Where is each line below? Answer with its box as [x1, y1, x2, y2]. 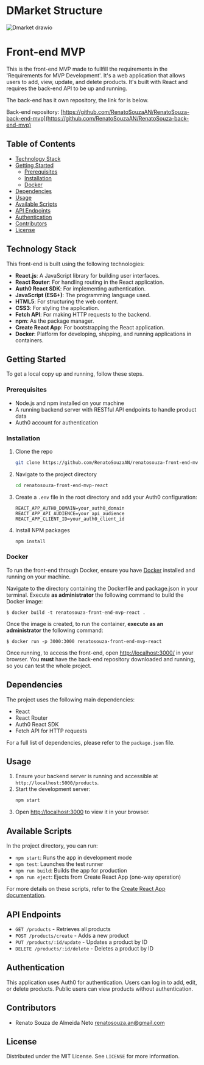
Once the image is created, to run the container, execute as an [6, 620, 164, 627]
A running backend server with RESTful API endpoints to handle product [15, 406, 197, 413]
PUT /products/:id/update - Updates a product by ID [15, 938, 148, 946]
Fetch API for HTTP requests [15, 727, 87, 734]
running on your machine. [6, 573, 71, 580]
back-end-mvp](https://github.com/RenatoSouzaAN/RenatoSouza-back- [6, 114, 189, 122]
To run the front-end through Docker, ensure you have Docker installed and [6, 566, 195, 574]
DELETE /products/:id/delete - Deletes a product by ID [15, 944, 154, 952]
